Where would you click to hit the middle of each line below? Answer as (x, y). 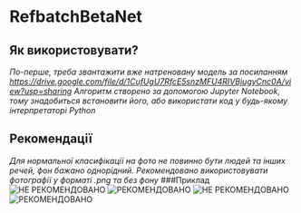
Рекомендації (51, 139)
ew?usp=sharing (41, 91)
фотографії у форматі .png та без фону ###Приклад (110, 179)
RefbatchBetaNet (76, 17)
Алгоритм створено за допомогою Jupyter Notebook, (177, 91)
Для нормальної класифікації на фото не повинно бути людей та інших (147, 160)
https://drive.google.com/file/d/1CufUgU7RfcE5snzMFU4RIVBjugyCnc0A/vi (150, 82)
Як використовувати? (74, 50)
